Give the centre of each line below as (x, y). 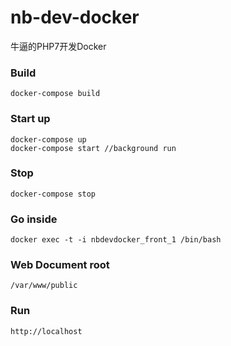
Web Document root (60, 265)
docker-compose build (55, 94)
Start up (30, 119)
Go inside (34, 219)
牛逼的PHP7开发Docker (58, 46)
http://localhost (46, 331)
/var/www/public (44, 286)
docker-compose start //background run (93, 148)
